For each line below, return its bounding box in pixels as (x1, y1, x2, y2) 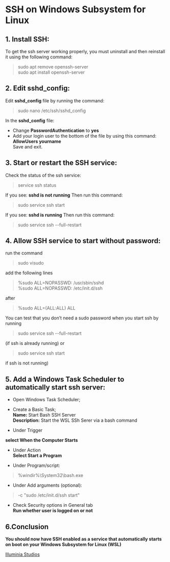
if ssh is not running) (5, 360, 48, 366)
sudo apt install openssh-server (17, 69, 85, 75)
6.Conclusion (5, 522, 49, 531)
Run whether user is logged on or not (12, 508, 93, 514)
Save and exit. (12, 143, 43, 149)
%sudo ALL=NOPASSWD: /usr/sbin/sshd (17, 280, 104, 286)
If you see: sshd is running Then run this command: (5, 211, 115, 218)
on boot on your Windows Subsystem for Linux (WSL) (5, 542, 122, 548)
